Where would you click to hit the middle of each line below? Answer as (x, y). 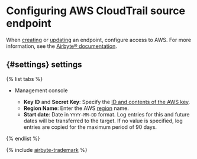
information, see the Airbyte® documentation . (62, 46)
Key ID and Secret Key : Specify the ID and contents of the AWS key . (107, 102)
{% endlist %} (23, 138)
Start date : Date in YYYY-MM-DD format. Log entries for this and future (106, 114)
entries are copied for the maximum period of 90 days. (90, 127)
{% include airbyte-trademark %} (47, 150)
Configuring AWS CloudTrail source (96, 11)
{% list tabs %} (25, 79)
